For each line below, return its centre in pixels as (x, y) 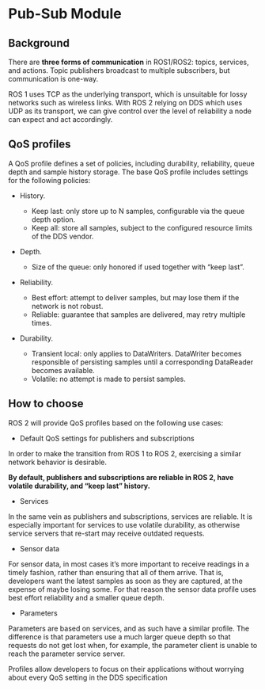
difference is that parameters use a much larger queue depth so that (119, 637)
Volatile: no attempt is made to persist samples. (108, 379)
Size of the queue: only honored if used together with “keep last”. (138, 267)
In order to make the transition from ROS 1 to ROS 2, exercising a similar (125, 453)
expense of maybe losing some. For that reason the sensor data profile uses (132, 589)
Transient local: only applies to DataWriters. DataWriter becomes (136, 353)
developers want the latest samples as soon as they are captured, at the (126, 581)
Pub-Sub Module (65, 14)
